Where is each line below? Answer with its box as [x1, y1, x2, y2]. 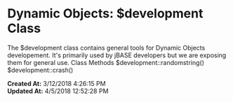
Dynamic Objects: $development [7, 6, 204, 22]
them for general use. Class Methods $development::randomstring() [7, 58, 205, 66]
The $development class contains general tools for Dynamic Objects [7, 43, 206, 52]
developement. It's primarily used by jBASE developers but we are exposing [7, 51, 227, 59]
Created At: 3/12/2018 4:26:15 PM [7, 79, 107, 87]
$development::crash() [7, 66, 74, 74]
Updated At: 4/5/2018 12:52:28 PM [7, 87, 109, 95]
